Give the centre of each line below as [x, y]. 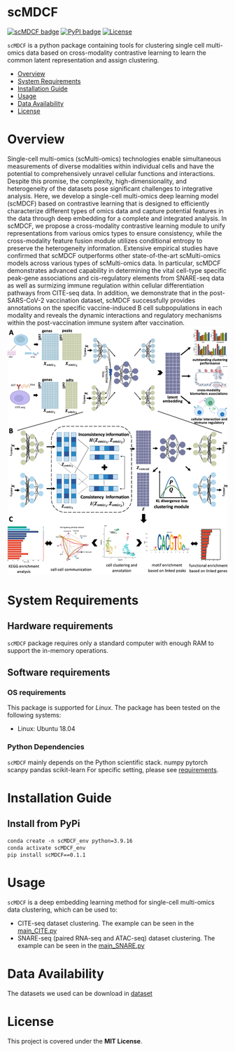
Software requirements [59, 673]
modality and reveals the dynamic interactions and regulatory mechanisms [115, 315]
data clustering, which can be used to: [62, 910]
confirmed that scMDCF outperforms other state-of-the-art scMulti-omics [114, 255]
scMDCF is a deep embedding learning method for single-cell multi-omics [111, 902]
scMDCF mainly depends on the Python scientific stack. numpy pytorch [108, 762]
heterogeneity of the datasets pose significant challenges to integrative [110, 188]
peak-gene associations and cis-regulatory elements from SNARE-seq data [116, 278]
